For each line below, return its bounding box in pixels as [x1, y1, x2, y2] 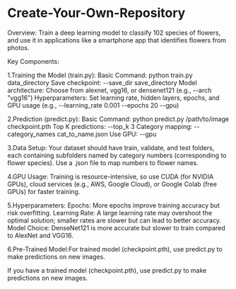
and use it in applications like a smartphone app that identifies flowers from [7, 35, 227, 44]
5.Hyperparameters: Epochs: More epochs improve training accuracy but [7, 200, 220, 210]
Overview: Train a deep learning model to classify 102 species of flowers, [7, 28, 221, 37]
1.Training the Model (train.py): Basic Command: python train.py [7, 71, 193, 79]
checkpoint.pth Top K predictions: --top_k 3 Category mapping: [7, 122, 193, 130]
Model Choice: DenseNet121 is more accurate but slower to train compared [7, 223, 226, 232]
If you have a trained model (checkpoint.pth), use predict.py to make [7, 266, 207, 274]
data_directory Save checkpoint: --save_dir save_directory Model [7, 78, 198, 86]
